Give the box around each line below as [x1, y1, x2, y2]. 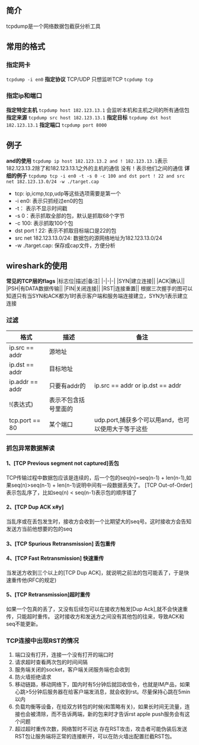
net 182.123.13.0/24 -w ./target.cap [6, 179, 99, 185]
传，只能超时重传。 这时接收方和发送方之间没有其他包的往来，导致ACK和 [6, 613, 185, 620]
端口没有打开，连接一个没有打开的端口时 [14, 651, 114, 658]
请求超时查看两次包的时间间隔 [14, 658, 88, 666]
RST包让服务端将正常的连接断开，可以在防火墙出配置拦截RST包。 [14, 733, 175, 740]
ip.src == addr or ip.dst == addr [94, 381, 182, 389]
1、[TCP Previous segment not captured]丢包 [6, 459, 120, 467]
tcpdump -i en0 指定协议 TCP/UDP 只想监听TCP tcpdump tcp [6, 75, 153, 83]
